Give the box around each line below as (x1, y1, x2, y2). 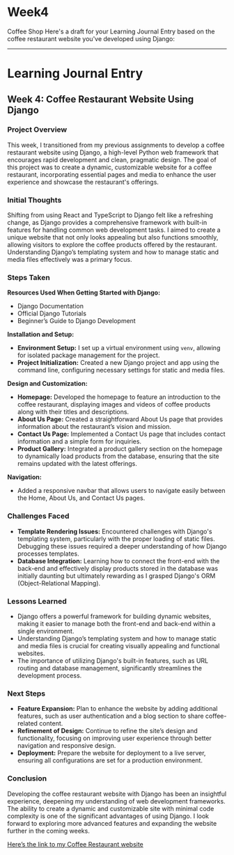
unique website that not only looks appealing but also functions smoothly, (7, 233, 219, 242)
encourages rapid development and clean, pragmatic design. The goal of (7, 155, 217, 164)
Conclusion (7, 774, 47, 783)
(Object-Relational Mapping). (17, 579, 101, 587)
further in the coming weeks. (7, 826, 91, 835)
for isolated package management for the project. (17, 351, 160, 359)
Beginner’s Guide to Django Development (17, 317, 136, 325)
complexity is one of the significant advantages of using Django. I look (7, 812, 210, 820)
